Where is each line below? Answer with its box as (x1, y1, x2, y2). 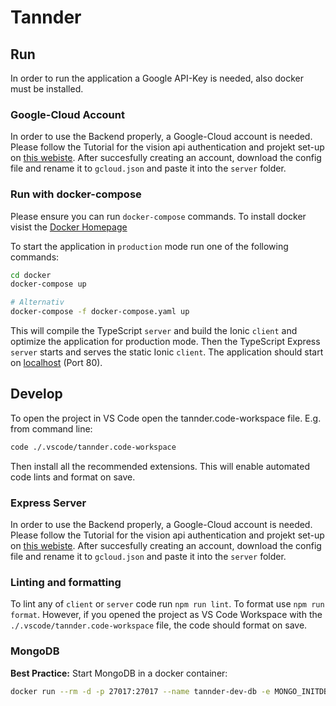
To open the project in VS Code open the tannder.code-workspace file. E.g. (10, 412, 322, 424)
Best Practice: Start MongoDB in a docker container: (10, 667, 228, 679)
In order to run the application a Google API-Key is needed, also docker (10, 72, 304, 84)
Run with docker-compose (10, 187, 142, 201)
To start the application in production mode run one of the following (10, 240, 289, 252)
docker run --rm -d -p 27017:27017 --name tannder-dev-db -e (10, 686, 271, 696)
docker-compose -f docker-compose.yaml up (10, 307, 190, 317)
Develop (10, 386, 63, 403)
